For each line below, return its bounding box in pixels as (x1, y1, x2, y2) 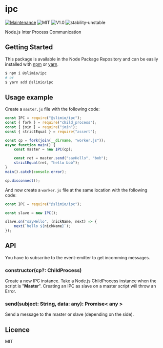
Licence (5, 326, 30, 334)
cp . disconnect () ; (5, 178, 41, 183)
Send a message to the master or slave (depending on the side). (5, 311, 134, 317)
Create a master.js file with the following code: (5, 106, 100, 112)
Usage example (5, 93, 54, 101)
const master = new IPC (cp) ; (14, 147, 73, 152)
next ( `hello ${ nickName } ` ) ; (14, 224, 71, 229)
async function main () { (5, 142, 56, 147)
